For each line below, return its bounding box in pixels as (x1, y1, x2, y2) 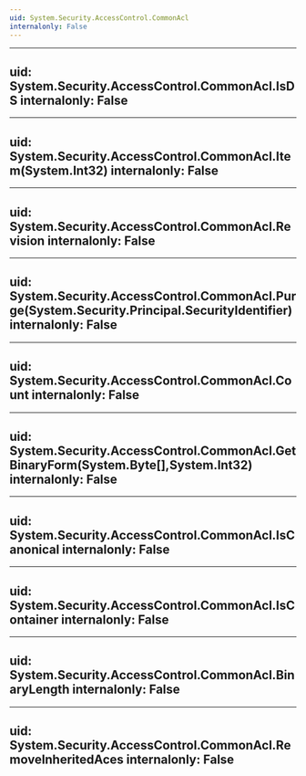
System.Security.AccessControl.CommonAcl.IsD (9, 79, 295, 94)
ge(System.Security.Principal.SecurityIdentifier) (9, 303, 293, 319)
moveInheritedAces (9, 752, 125, 768)
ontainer (9, 612, 59, 627)
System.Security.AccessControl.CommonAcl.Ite (9, 148, 291, 164)
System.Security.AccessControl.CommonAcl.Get (9, 443, 297, 458)
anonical (9, 541, 60, 557)
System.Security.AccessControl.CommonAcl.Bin (9, 667, 295, 683)
